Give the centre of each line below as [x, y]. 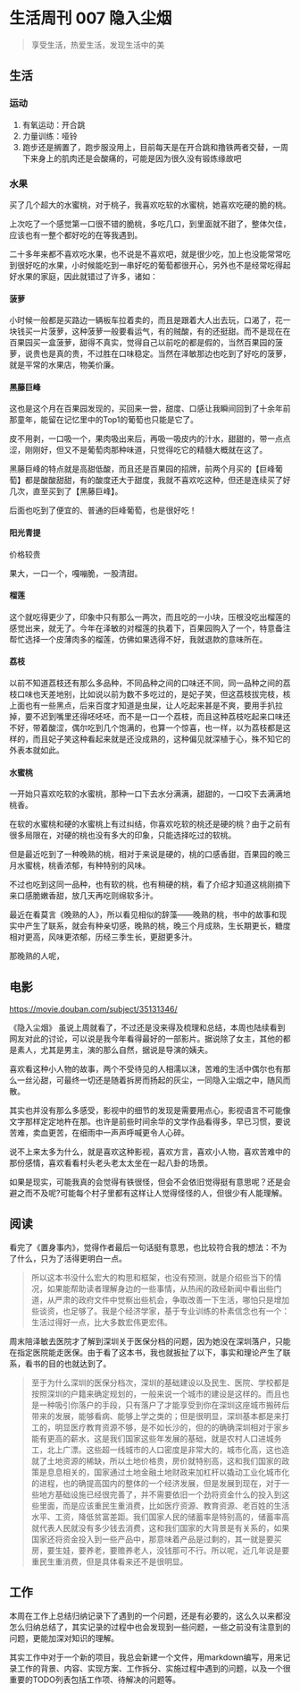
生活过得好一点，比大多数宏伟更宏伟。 [101, 1322]
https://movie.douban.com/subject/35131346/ [94, 1008]
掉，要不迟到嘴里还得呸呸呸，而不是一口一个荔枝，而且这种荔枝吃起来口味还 [150, 716]
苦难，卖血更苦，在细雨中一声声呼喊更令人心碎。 [99, 1132]
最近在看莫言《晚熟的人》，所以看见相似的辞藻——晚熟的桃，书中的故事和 [144, 915]
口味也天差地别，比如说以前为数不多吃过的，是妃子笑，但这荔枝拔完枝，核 [154, 693]
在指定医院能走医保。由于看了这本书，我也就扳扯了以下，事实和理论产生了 [146, 1352]
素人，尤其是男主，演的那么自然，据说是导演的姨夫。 [114, 1050]
